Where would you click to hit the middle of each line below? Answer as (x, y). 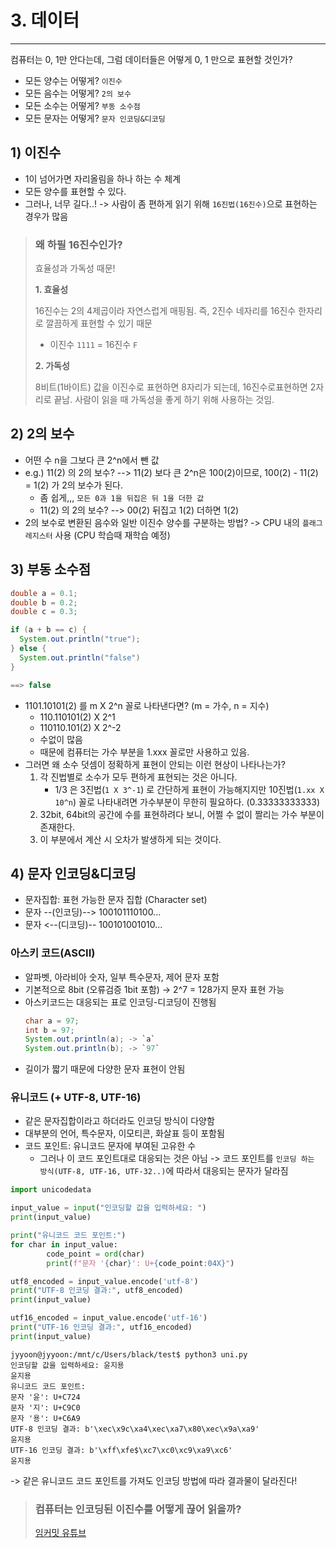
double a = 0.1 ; (44, 593)
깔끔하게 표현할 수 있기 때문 (99, 323)
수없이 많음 (61, 739)
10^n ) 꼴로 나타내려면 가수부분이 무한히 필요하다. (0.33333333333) (187, 802)
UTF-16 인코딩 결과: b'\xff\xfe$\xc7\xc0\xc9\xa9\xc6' (121, 1450)
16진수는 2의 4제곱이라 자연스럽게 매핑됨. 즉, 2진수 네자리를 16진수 (165, 311)
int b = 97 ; (49, 1030)
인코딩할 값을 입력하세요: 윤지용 (67, 1365)
